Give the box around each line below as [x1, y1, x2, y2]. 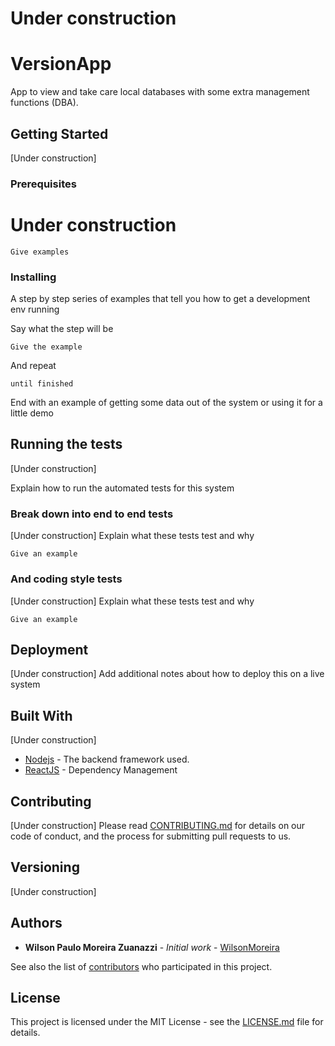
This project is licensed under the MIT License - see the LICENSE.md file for [10, 1016, 324, 1028]
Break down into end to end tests [10, 507, 174, 521]
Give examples [10, 247, 70, 257]
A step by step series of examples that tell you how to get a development [10, 293, 311, 305]
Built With [10, 707, 73, 724]
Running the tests [10, 436, 123, 453]
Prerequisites [10, 177, 77, 191]
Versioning [10, 859, 80, 876]
